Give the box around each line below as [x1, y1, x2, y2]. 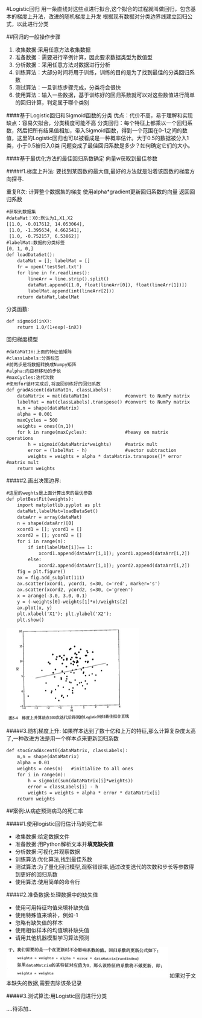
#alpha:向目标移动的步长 [6, 368, 62, 374]
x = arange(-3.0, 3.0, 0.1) [17, 593, 87, 599]
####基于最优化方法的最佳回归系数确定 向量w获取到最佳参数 [6, 155, 158, 162]
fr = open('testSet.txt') [17, 264, 83, 270]
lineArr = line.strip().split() [28, 276, 110, 282]
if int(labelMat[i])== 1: [28, 544, 93, 550]
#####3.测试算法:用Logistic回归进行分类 [6, 993, 107, 999]
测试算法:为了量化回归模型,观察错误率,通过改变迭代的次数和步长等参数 [14, 863, 189, 870]
